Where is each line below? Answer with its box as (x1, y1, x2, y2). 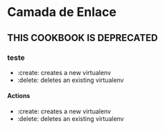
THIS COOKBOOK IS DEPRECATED (7, 32, 158, 44)
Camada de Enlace (7, 4, 116, 20)
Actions (7, 92, 31, 100)
